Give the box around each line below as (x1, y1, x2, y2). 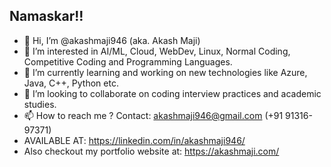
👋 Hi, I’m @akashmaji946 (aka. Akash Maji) (23, 34, 201, 46)
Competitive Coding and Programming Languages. (23, 55, 233, 68)
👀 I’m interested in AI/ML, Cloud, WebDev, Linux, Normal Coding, (23, 45, 291, 57)
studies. (23, 98, 57, 110)
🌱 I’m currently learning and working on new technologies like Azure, (23, 66, 308, 78)
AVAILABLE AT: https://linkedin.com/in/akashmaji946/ (23, 134, 246, 146)
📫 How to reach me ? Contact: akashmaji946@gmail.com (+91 (23, 109, 284, 121)
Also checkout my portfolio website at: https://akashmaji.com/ (23, 145, 280, 157)
